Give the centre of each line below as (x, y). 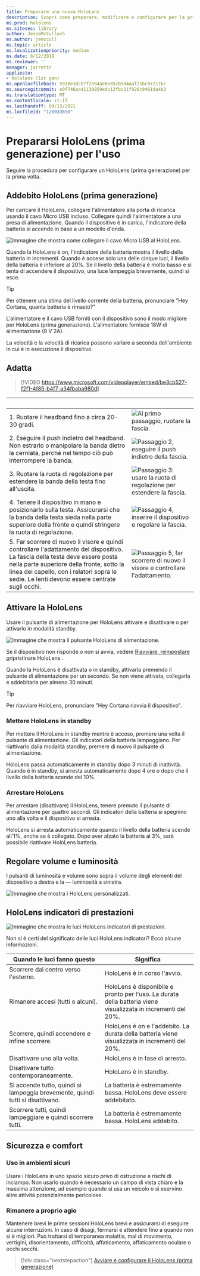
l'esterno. (22, 977)
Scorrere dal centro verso (45, 969)
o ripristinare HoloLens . (35, 658)
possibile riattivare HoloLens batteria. (52, 843)
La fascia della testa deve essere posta (63, 556)
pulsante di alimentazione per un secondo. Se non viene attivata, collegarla (98, 676)
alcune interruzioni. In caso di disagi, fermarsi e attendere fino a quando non (100, 1229)
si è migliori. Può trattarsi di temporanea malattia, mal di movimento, (89, 1236)
